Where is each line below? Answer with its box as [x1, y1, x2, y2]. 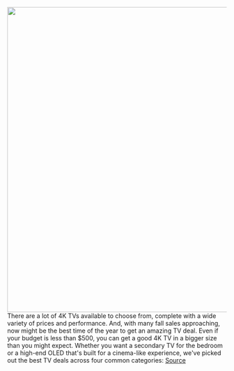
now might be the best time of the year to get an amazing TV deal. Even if [7, 326, 219, 335]
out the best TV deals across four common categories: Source [7, 356, 186, 364]
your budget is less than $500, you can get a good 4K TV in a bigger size [7, 334, 217, 342]
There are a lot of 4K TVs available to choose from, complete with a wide [7, 312, 217, 320]
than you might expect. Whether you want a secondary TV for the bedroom [7, 342, 223, 349]
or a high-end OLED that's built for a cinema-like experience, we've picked [7, 349, 221, 357]
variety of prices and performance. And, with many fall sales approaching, [7, 319, 221, 327]
